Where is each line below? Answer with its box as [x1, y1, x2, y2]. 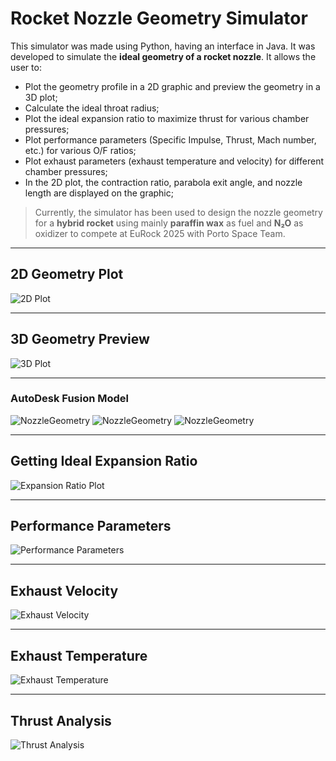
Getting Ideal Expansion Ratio [10, 453, 198, 470]
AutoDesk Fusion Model [10, 392, 130, 406]
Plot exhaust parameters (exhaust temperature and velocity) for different [24, 155, 324, 167]
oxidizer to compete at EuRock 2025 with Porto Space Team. [34, 227, 286, 239]
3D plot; [24, 91, 58, 103]
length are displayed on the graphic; [24, 187, 174, 199]
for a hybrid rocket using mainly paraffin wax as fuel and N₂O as [34, 217, 304, 229]
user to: [10, 61, 42, 73]
